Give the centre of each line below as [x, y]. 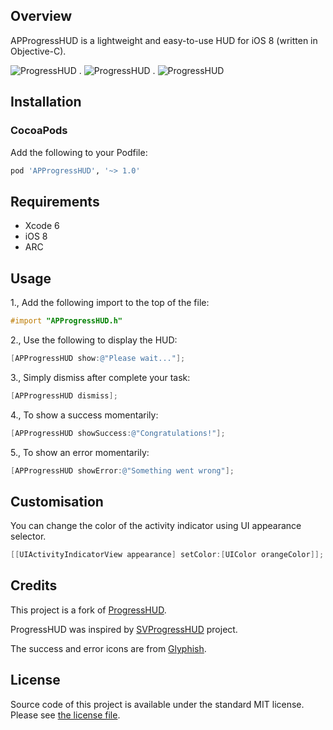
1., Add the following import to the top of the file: [110, 302]
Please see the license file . [65, 715]
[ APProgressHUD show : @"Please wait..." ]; [98, 358]
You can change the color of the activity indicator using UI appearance [156, 526]
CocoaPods [39, 131]
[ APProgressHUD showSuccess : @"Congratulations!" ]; [118, 433]
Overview [41, 16]
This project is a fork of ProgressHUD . [88, 610]
